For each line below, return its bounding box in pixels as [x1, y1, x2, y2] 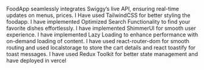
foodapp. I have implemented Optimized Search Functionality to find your [6, 18, 191, 25]
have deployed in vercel [6, 57, 67, 64]
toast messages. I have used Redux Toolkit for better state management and [6, 51, 199, 57]
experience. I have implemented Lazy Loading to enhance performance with [6, 31, 199, 38]
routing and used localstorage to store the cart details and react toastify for [6, 44, 196, 51]
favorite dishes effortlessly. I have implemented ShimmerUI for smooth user [6, 24, 197, 32]
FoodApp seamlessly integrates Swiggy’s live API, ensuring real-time [6, 5, 179, 12]
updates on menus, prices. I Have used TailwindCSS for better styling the [6, 12, 191, 19]
